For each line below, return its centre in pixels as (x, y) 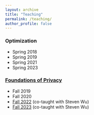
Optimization (21, 41)
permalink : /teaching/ (28, 19)
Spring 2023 (25, 67)
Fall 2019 (22, 91)
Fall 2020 (22, 96)
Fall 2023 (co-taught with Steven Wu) (50, 107)
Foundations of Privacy (34, 80)
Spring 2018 (24, 52)
